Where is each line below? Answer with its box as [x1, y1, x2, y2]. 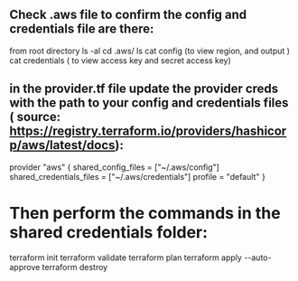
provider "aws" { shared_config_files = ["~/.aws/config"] [9, 162, 219, 173]
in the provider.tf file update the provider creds [9, 81, 279, 97]
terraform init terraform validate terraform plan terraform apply [9, 252, 242, 263]
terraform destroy [42, 261, 108, 272]
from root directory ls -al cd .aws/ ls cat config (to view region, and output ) [9, 45, 291, 56]
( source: [9, 109, 61, 125]
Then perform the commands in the [9, 202, 282, 223]
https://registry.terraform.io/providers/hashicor [9, 124, 287, 139]
